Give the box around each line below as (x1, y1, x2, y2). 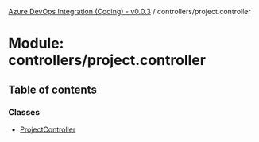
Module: (8, 35, 64, 52)
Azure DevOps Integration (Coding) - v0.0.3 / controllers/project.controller (8, 7, 252, 16)
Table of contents (8, 83, 97, 96)
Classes (8, 106, 41, 117)
